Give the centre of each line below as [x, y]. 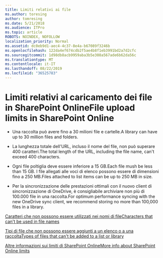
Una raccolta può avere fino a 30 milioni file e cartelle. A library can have [85, 131]
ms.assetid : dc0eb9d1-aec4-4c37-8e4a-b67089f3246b [58, 46]
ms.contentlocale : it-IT [30, 64]
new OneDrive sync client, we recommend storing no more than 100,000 [85, 201]
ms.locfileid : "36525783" [31, 73]
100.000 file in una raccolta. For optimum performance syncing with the [83, 196]
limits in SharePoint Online [60, 118]
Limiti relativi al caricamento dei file [79, 97]
